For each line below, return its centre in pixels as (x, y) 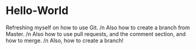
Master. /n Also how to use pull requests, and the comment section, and (96, 34)
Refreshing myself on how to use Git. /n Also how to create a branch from (98, 27)
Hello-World (37, 11)
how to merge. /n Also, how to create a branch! (65, 40)
